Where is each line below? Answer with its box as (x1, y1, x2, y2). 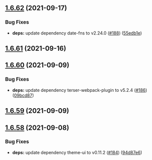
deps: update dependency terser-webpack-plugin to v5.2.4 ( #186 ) (12, 87, 148, 93)
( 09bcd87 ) (12, 92, 34, 98)
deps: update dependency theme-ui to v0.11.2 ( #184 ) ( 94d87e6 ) (12, 149, 143, 155)
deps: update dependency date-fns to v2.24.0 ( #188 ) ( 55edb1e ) (12, 30, 142, 36)
